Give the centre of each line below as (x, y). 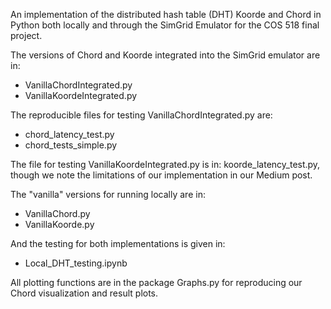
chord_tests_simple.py (71, 145)
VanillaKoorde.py (59, 224)
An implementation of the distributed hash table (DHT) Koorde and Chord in (166, 14)
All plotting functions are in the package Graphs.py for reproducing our (156, 282)
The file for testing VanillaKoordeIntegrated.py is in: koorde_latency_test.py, (165, 164)
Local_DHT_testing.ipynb (76, 263)
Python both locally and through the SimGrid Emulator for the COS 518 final (165, 25)
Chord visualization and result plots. (84, 293)
